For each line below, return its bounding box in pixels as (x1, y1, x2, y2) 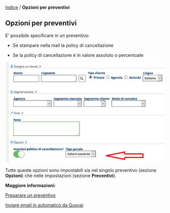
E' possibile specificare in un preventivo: (5, 32, 90, 39)
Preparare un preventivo (5, 192, 56, 198)
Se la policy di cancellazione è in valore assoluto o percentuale (12, 52, 144, 58)
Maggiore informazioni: (5, 182, 56, 188)
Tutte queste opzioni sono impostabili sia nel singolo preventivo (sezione (5, 167, 157, 173)
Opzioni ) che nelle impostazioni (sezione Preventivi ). (5, 172, 116, 179)
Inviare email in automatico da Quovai (5, 202, 83, 208)
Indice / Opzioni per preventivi (5, 5, 70, 10)
